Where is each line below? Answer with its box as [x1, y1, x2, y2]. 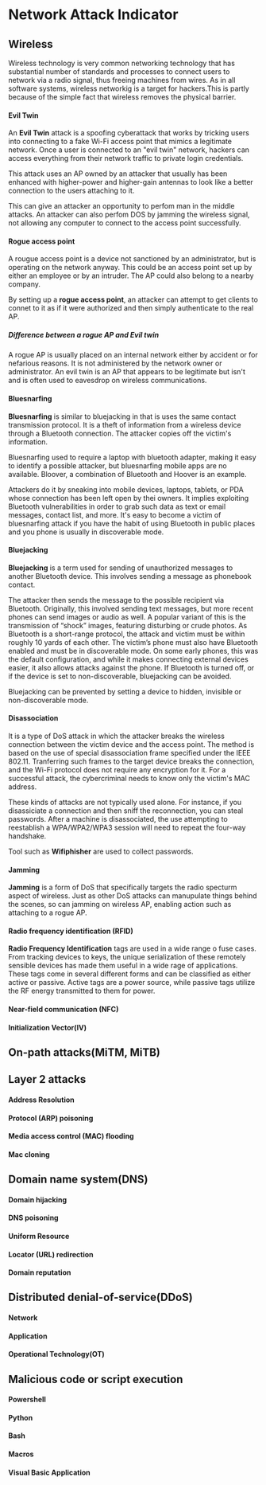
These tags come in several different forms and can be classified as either [8, 969, 252, 979]
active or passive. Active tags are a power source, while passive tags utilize [8, 978, 256, 987]
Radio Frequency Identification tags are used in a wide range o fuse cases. [8, 944, 256, 953]
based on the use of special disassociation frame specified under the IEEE [8, 748, 252, 757]
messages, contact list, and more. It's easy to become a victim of [8, 510, 222, 519]
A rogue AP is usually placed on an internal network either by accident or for [8, 350, 258, 360]
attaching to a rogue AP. [8, 908, 87, 917]
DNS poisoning [8, 1213, 59, 1223]
